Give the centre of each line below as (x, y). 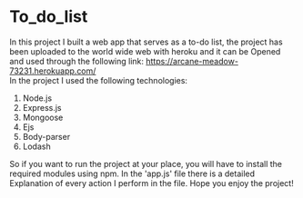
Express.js (42, 107)
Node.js (37, 98)
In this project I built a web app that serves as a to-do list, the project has (146, 42)
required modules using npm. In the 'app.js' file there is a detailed (132, 173)
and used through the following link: (76, 61)
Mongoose (43, 117)
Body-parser (46, 136)
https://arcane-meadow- (192, 61)
